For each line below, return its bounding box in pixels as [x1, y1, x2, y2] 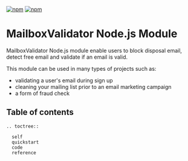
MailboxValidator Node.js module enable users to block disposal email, [6, 47, 183, 54]
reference [11, 149, 36, 156]
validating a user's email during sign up [15, 76, 113, 84]
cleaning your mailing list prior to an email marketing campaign [15, 83, 172, 90]
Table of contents [6, 107, 74, 117]
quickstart [11, 139, 39, 145]
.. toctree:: [6, 123, 39, 130]
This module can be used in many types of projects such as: [6, 65, 157, 72]
